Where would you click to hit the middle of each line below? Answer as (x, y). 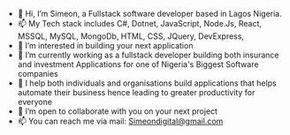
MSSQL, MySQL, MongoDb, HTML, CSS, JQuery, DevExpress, (131, 36)
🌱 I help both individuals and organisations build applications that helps (147, 83)
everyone (35, 102)
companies (38, 74)
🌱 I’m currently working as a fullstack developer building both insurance (149, 55)
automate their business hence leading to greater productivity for (136, 92)
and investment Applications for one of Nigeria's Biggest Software (138, 64)
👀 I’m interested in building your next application (105, 45)
